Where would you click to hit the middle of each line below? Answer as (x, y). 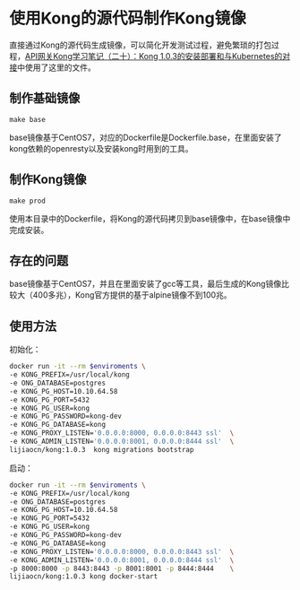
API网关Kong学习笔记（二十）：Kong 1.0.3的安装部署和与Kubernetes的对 (158, 56)
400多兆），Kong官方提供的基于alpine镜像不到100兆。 (132, 295)
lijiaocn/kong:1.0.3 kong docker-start (84, 577)
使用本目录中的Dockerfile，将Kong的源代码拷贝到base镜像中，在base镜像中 (150, 218)
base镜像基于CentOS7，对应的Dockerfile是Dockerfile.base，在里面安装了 (146, 137)
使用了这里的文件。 (60, 67)
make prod (28, 201)
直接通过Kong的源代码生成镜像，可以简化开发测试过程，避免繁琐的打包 (141, 45)
